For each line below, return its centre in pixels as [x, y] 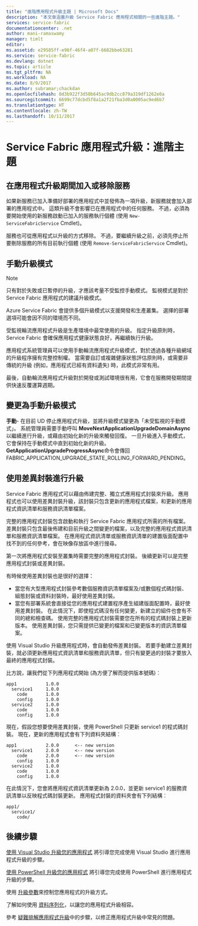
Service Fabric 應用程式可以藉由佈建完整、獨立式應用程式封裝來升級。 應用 [98, 493]
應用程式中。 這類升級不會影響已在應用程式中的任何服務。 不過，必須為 [103, 208]
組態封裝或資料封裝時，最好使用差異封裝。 [66, 596]
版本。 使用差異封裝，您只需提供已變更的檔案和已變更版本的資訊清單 [98, 625]
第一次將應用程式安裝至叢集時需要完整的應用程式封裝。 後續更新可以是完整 [97, 556]
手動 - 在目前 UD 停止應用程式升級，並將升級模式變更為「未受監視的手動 [93, 421]
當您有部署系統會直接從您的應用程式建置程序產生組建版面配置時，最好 [100, 603]
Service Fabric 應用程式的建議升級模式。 [55, 298]
